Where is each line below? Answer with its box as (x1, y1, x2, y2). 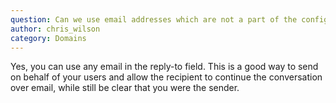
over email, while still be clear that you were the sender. (10, 82, 240, 94)
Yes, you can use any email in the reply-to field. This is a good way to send (10, 61, 319, 73)
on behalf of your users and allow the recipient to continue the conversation (10, 71, 323, 83)
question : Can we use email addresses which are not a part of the (10, 14, 298, 25)
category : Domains (10, 33, 87, 43)
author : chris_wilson (10, 24, 101, 34)
